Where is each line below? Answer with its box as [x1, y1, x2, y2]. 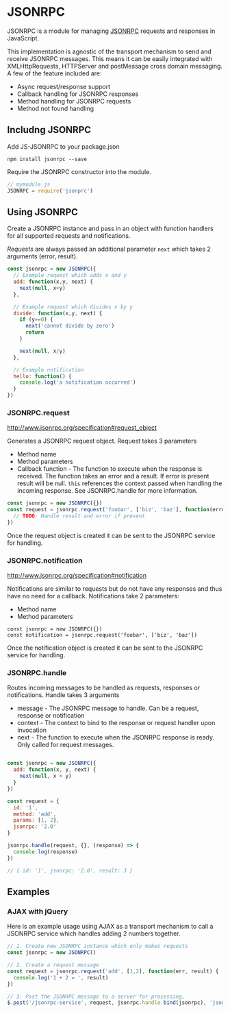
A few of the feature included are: [7, 69, 102, 77]
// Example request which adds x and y [13, 272, 127, 279]
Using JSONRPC [7, 206, 79, 218]
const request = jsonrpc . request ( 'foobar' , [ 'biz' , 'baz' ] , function [7, 506, 210, 513]
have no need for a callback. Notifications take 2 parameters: [7, 592, 179, 600]
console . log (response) [13, 848, 78, 855]
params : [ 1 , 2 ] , [13, 817, 60, 824]
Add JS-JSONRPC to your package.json [7, 142, 120, 151]
